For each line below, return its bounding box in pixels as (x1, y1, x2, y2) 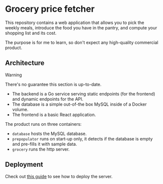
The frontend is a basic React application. (12, 112, 96, 117)
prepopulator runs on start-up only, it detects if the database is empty (12, 136, 153, 141)
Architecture (5, 59, 45, 67)
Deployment (5, 161, 43, 169)
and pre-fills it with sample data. (12, 141, 77, 147)
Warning (5, 72, 22, 78)
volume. (12, 106, 28, 112)
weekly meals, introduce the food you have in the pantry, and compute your (5, 24, 158, 30)
